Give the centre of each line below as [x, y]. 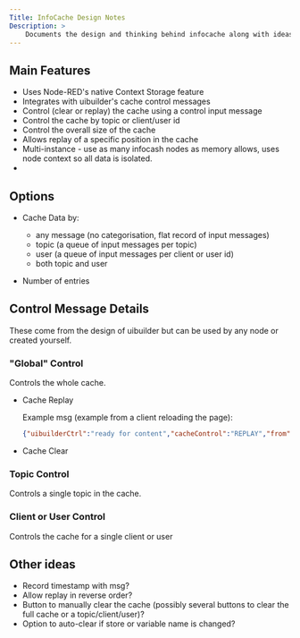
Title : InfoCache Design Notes [67, 17]
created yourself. [41, 340]
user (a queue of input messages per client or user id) [134, 254]
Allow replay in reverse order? [77, 595]
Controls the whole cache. [58, 383]
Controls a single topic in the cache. [75, 494]
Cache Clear [45, 451]
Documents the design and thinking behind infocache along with [147, 34]
